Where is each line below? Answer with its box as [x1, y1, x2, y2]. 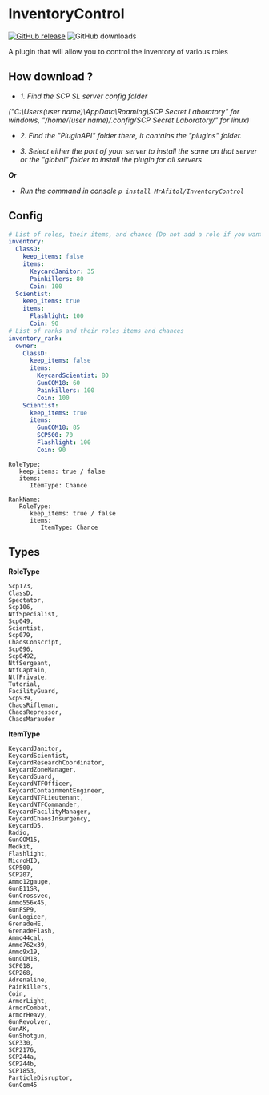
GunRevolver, [8, 1017, 52, 1025]
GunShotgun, [8, 1032, 48, 1040]
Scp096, [8, 645, 34, 653]
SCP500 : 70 [37, 431, 74, 439]
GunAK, [8, 1025, 30, 1033]
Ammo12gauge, [8, 877, 52, 885]
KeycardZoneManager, [8, 765, 78, 773]
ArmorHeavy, [8, 1010, 48, 1019]
